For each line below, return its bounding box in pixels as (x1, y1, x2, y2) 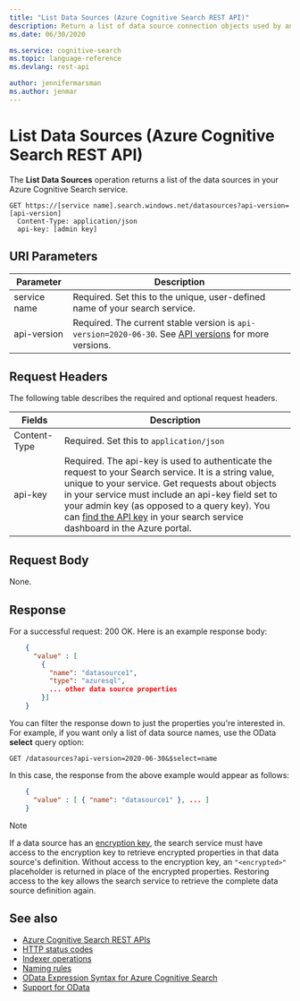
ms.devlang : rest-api (9, 63, 90, 72)
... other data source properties (48, 685, 178, 694)
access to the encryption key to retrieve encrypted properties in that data (9, 847, 279, 858)
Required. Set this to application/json (63, 435, 225, 448)
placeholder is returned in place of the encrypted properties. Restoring (9, 866, 270, 877)
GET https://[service (9, 201, 90, 210)
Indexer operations (21, 954, 92, 964)
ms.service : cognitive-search (9, 46, 122, 55)
